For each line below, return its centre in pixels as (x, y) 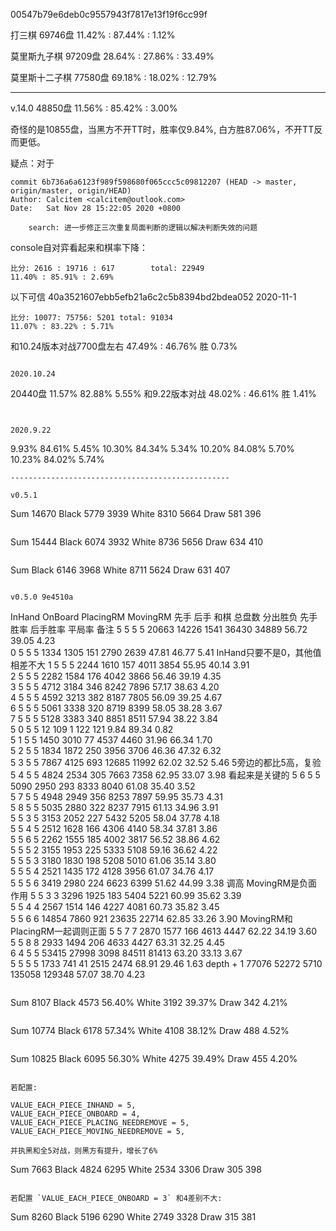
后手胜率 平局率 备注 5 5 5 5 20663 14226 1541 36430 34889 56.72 (168, 629)
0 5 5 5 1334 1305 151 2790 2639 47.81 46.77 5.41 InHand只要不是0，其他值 (166, 652)
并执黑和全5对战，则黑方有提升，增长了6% (84, 1151)
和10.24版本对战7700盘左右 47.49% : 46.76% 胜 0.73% (124, 346)
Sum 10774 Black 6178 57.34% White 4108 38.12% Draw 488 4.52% (150, 1030)
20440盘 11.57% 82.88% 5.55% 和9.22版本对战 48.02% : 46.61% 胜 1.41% (163, 393)
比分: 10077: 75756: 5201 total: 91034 (92, 318)
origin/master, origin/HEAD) (71, 191)
